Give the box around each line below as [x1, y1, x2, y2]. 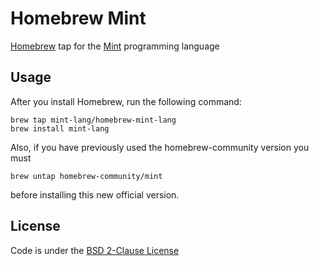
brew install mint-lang [10, 123, 110, 134]
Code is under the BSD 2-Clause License [10, 244, 180, 256]
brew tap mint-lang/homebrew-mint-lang [10, 115, 177, 125]
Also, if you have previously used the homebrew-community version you [10, 141, 310, 153]
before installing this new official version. [10, 188, 180, 201]
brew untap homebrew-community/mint [10, 171, 163, 181]
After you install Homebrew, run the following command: [10, 95, 242, 107]
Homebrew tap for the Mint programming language [10, 40, 220, 52]
